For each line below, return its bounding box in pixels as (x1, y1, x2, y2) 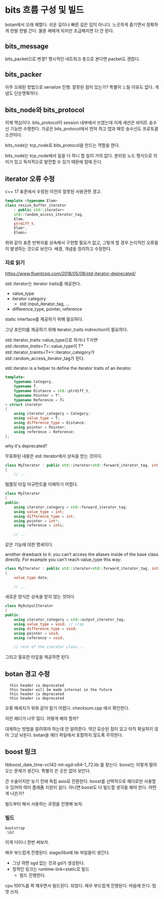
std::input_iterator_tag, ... (19, 301, 70, 307)
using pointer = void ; (14, 631, 60, 636)
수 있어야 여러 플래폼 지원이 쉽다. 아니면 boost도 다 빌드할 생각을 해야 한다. (5, 784, 148, 790)
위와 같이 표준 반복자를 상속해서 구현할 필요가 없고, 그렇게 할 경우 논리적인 (5, 240, 145, 245)
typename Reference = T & (14, 397, 64, 402)
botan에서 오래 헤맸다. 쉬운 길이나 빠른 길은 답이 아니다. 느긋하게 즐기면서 (5, 22, 145, 27)
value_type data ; (14, 575, 49, 580)
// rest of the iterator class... (14, 645, 84, 650)
